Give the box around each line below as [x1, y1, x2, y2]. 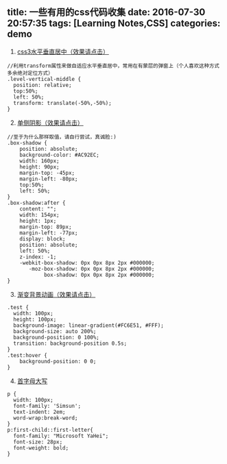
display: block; [19, 235, 67, 242]
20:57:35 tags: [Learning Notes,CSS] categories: [7, 18, 221, 29]
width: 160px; [19, 157, 60, 164]
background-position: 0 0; [19, 358, 97, 365]
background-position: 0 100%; [13, 334, 99, 341]
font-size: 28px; [13, 438, 63, 445]
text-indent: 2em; [13, 408, 67, 415]
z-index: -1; [19, 253, 57, 260]
